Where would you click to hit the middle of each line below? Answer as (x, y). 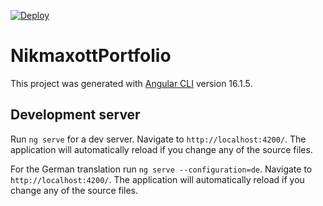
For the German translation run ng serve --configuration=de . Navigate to (161, 169)
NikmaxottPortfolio (91, 56)
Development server (75, 115)
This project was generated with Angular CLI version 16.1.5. (131, 83)
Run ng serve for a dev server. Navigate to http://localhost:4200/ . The (158, 139)
